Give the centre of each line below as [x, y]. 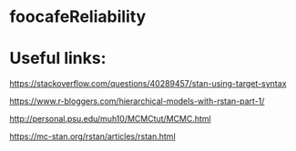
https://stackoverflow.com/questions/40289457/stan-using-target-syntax [148, 84]
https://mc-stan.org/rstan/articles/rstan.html [92, 136]
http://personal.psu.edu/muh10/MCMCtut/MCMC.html [110, 119]
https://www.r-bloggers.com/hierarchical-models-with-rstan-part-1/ [137, 101]
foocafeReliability [78, 17]
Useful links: [58, 59]
